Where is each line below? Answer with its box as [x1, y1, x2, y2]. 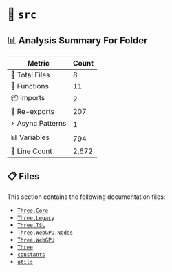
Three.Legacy [17, 214, 55, 222]
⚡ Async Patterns [10, 119, 67, 128]
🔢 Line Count [10, 146, 53, 156]
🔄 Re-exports [10, 107, 55, 116]
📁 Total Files [10, 70, 50, 79]
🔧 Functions [10, 81, 50, 90]
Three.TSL [17, 222, 46, 229]
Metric [27, 59, 50, 68]
